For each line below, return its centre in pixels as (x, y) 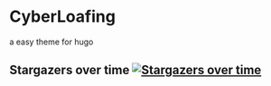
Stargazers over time (70, 70)
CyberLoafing (62, 17)
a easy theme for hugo (51, 42)
